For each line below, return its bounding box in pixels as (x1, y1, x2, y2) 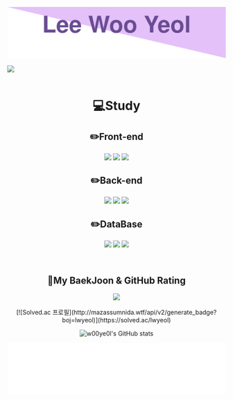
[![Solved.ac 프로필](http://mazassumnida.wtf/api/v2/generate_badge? (16, 308, 217, 317)
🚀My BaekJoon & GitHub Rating (47, 275, 186, 286)
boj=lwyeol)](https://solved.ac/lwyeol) (62, 316, 171, 324)
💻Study (92, 98, 141, 114)
